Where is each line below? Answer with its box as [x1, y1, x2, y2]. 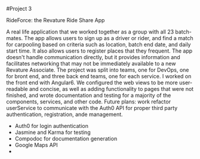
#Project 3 [6, 5, 32, 12]
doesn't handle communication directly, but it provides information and [6, 54, 180, 60]
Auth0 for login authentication [14, 123, 88, 129]
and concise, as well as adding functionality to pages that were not [29, 85, 194, 92]
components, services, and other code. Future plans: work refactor [6, 98, 171, 105]
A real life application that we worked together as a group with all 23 [6, 28, 174, 35]
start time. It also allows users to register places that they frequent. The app [6, 47, 193, 54]
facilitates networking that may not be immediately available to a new [6, 60, 176, 67]
